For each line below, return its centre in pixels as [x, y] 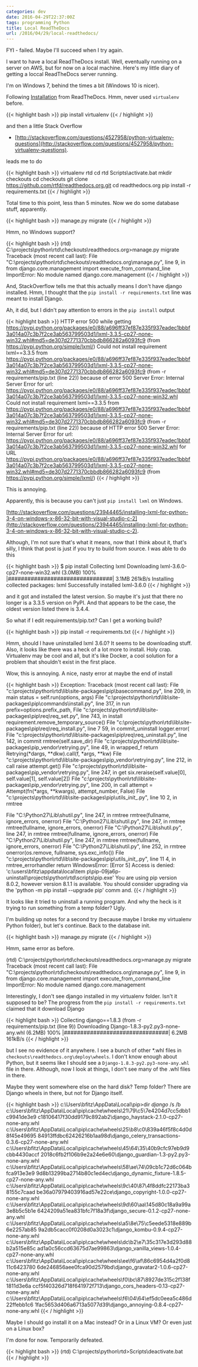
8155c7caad [21, 1192]
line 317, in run [113, 704]
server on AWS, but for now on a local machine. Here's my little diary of [93, 68]
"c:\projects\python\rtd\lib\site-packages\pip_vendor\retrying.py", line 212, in [99, 760]
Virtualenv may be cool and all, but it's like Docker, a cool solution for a [92, 656]
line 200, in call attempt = [122, 785]
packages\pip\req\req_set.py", [43, 716]
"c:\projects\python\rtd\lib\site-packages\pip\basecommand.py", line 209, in [98, 691]
